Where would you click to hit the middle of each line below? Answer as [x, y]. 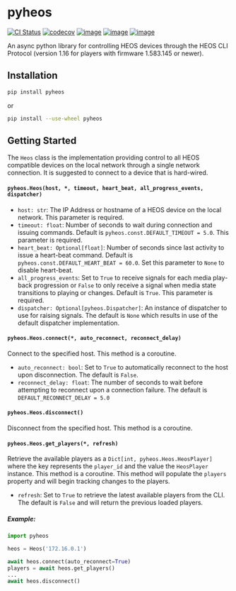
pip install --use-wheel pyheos [55, 118]
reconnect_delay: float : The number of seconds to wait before [110, 382]
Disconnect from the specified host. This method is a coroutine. [100, 428]
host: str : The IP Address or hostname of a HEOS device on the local [119, 209]
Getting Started [42, 140]
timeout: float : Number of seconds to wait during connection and [115, 225]
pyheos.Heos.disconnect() [45, 413]
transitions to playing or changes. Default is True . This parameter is [115, 292]
